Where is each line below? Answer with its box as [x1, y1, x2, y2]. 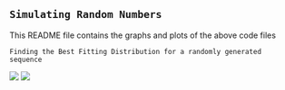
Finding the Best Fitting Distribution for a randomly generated [9, 47, 261, 56]
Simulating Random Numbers [9, 8, 162, 22]
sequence [9, 55, 43, 64]
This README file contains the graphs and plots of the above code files [9, 30, 277, 40]
